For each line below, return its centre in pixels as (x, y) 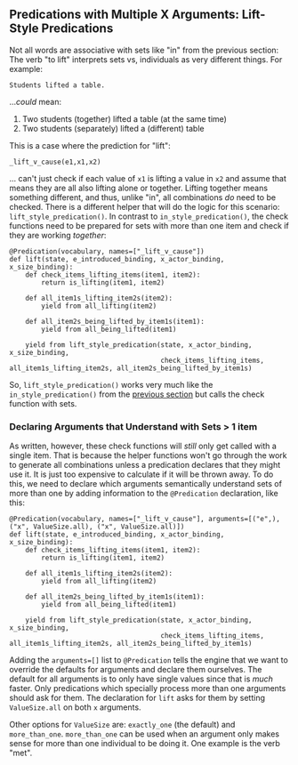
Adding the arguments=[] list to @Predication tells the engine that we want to (149, 660)
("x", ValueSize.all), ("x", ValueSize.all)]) (97, 527)
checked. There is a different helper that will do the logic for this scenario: (145, 206)
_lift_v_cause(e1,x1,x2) (55, 162)
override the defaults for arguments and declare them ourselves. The (136, 670)
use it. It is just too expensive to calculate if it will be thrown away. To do (141, 474)
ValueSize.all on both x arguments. (75, 707)
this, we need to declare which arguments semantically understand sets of (146, 484)
